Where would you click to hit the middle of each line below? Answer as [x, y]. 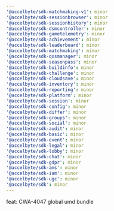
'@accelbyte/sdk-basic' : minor [45, 135]
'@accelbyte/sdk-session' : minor [48, 101]
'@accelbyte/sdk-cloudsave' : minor [50, 79]
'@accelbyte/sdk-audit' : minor [45, 129]
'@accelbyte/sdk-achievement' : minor [53, 40]
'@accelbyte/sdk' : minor [37, 185]
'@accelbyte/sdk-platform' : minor [49, 95]
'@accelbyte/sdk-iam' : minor [42, 174]
